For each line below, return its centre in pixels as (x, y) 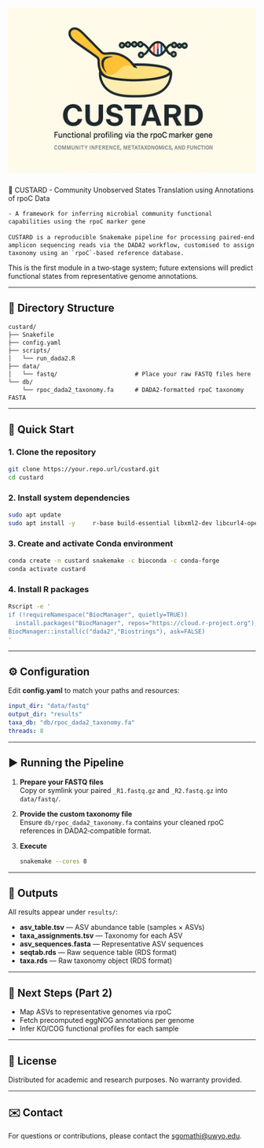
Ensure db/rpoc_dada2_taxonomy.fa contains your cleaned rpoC (122, 822)
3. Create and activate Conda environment (91, 543)
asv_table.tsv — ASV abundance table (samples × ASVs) (112, 928)
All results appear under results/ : (63, 912)
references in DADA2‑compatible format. (85, 831)
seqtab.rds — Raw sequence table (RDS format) (98, 953)
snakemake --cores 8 (53, 861)
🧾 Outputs (33, 893)
